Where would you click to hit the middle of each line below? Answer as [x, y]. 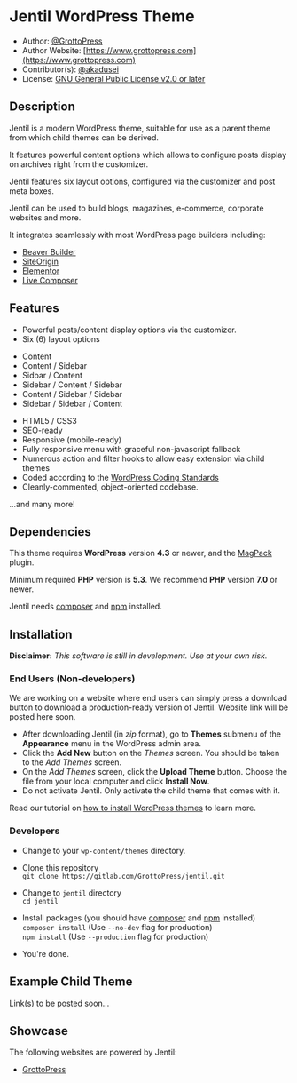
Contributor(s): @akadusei [70, 69]
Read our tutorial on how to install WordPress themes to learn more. [133, 808]
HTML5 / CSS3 [49, 420]
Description [42, 107]
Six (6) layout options [61, 338]
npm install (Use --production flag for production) [115, 936]
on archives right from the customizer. [79, 164]
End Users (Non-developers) [72, 679]
